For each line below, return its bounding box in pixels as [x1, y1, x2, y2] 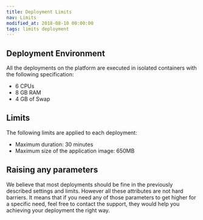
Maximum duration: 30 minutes [15, 141, 94, 148]
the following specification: [6, 71, 74, 78]
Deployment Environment [6, 48, 105, 58]
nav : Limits [6, 15, 36, 21]
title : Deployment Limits [6, 8, 72, 15]
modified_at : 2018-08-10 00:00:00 [6, 20, 94, 26]
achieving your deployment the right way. [6, 207, 111, 214]
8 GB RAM [15, 89, 41, 96]
